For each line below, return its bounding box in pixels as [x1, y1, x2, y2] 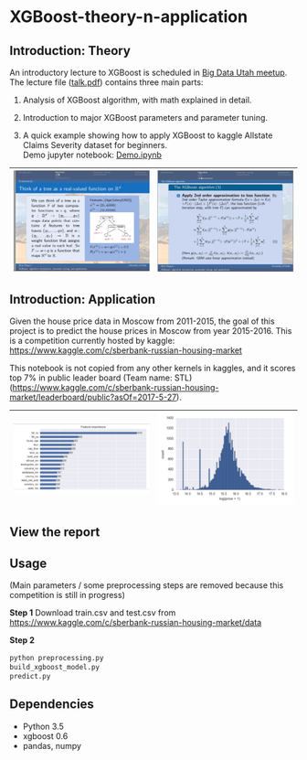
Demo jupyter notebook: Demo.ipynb [22, 149, 163, 160]
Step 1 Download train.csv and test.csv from [9, 606, 176, 618]
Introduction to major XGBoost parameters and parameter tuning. [22, 112, 268, 123]
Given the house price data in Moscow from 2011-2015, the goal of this [9, 316, 276, 326]
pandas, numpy [22, 740, 82, 751]
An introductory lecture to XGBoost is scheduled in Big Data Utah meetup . [9, 67, 288, 78]
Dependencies [9, 697, 94, 712]
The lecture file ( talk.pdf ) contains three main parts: [9, 77, 204, 88]
